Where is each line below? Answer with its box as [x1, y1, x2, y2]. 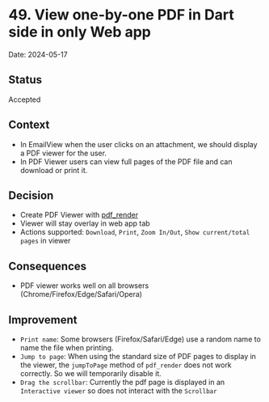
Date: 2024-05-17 [8, 49, 68, 59]
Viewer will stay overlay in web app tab [19, 218, 151, 228]
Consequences [8, 259, 87, 273]
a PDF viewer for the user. [19, 148, 107, 158]
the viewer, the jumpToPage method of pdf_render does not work [19, 360, 232, 370]
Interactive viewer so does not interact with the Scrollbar [19, 386, 217, 396]
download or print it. [19, 165, 88, 175]
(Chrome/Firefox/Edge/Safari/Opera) [19, 290, 143, 299]
